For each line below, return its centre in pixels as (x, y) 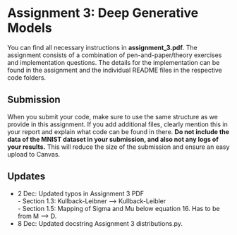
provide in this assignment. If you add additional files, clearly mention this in (117, 124)
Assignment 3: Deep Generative (103, 13)
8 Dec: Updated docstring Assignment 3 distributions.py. (100, 223)
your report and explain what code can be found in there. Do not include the (118, 131)
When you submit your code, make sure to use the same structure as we (113, 116)
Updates (26, 177)
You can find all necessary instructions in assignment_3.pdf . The (102, 47)
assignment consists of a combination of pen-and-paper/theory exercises (115, 55)
